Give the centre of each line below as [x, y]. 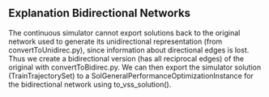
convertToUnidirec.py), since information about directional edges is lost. [129, 50]
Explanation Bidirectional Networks [100, 13]
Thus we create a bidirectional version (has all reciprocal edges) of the [126, 58]
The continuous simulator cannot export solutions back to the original [124, 32]
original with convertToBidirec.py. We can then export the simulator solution [135, 67]
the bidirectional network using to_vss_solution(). [90, 84]
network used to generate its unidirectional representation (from [115, 41]
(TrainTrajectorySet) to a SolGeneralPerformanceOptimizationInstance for [131, 75]
